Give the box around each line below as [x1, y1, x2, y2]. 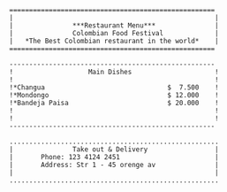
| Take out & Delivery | [9, 145, 219, 154]
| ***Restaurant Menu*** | [9, 21, 219, 30]
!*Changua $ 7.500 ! [9, 83, 219, 92]
